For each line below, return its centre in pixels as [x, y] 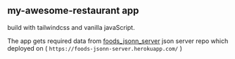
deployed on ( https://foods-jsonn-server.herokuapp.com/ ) [95, 48]
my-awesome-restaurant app [73, 11]
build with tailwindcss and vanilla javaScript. [71, 27]
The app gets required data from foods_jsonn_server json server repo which [118, 41]
